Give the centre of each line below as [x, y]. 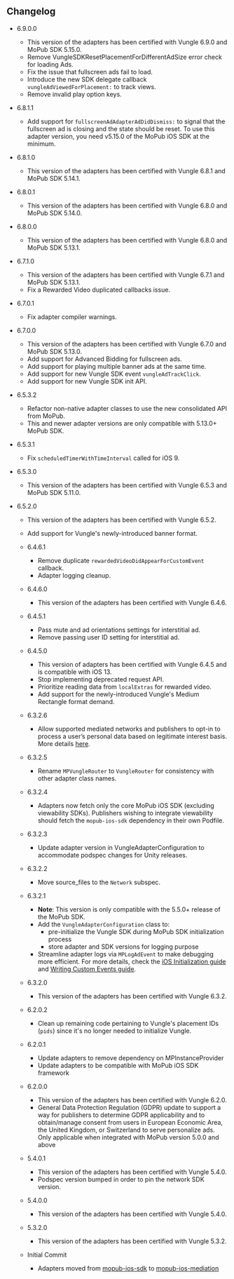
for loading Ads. [50, 64]
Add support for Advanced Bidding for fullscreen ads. [105, 359]
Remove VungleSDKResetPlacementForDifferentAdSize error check [124, 57]
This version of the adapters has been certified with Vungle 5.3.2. [132, 1241]
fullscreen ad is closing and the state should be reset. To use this [121, 128]
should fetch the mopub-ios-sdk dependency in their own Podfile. [131, 820]
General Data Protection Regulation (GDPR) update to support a [129, 1107]
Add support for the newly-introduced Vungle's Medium [118, 694]
